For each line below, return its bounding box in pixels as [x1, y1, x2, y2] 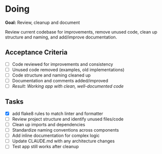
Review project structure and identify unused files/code [12, 116, 124, 122]
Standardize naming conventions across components [12, 127, 119, 133]
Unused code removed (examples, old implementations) [12, 67, 125, 73]
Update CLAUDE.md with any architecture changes [12, 138, 115, 144]
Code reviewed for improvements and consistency [12, 61, 113, 67]
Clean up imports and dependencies [12, 122, 85, 127]
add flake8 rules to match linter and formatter [12, 111, 104, 116]
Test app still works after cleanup [12, 144, 79, 150]
